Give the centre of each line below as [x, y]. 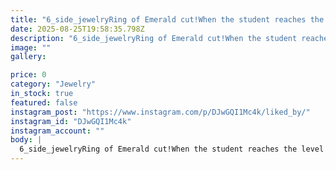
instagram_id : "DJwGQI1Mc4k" [71, 121]
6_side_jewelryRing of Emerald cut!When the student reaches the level [172, 149]
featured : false [44, 102]
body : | [26, 140]
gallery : [28, 57]
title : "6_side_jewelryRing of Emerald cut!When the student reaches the [167, 19]
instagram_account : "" [57, 131]
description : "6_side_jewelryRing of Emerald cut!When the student [154, 38]
